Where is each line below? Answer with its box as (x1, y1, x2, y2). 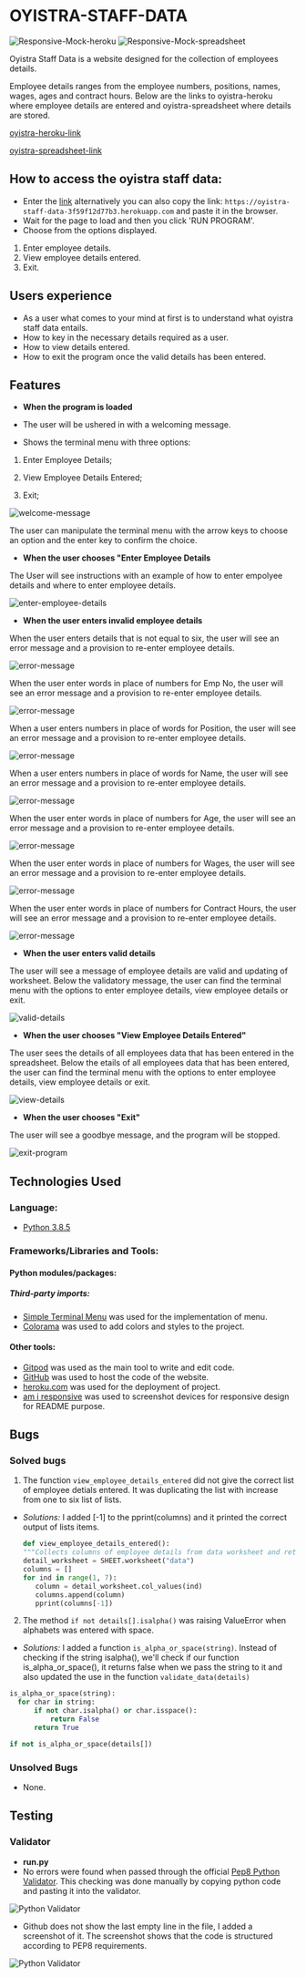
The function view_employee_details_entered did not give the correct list (22, 1475, 294, 1486)
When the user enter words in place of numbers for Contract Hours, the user (9, 903, 297, 914)
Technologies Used (9, 1173, 121, 1190)
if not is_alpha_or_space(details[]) (9, 1739, 153, 1748)
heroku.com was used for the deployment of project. (22, 1381, 221, 1392)
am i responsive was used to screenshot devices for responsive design (22, 1391, 290, 1402)
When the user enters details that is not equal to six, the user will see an (9, 633, 280, 644)
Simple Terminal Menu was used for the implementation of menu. (22, 1311, 268, 1322)
